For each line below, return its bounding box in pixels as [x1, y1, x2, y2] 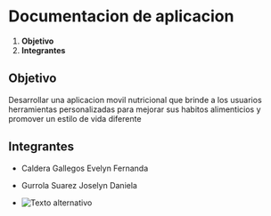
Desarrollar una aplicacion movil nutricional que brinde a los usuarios [8, 94, 262, 105]
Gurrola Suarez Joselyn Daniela [21, 180, 137, 190]
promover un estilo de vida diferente [8, 113, 142, 124]
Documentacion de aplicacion [8, 6, 234, 27]
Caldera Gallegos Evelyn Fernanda [21, 163, 149, 173]
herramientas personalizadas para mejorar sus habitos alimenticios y [8, 104, 261, 115]
